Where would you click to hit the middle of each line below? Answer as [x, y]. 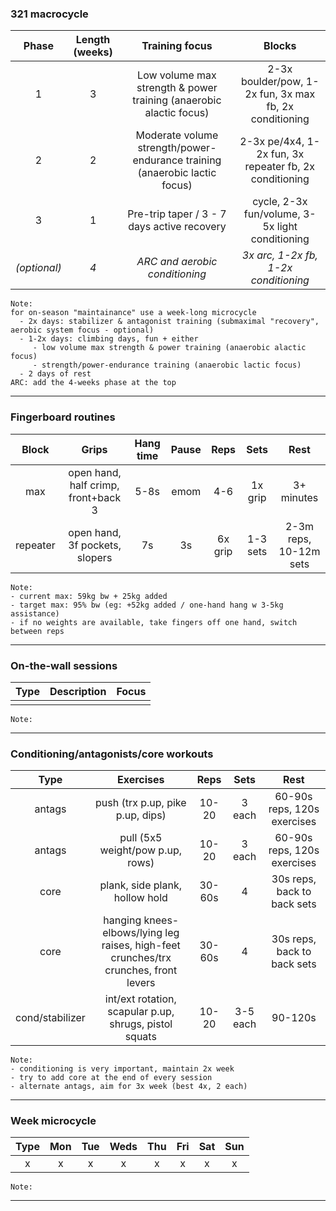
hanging [122, 920]
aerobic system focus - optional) [82, 330]
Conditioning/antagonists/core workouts [112, 754]
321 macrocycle [49, 14]
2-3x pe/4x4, [272, 142]
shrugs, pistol [141, 1024]
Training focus [177, 46]
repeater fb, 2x [280, 167]
